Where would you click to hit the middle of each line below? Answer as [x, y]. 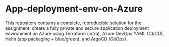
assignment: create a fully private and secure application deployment [77, 28]
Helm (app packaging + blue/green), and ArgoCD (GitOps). [66, 39]
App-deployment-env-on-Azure [74, 9]
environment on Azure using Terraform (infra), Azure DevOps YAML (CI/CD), [84, 33]
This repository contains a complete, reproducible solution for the [73, 23]
